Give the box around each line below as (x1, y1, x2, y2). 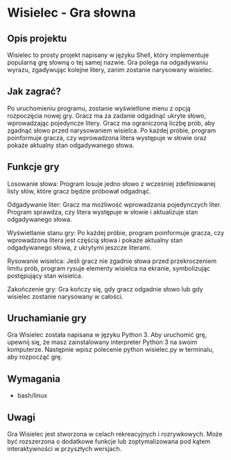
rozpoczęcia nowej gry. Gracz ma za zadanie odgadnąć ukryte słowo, (7, 111, 207, 119)
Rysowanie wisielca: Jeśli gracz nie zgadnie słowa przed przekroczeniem (7, 257, 217, 265)
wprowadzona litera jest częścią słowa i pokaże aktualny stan (7, 236, 183, 244)
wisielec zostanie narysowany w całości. (7, 292, 123, 300)
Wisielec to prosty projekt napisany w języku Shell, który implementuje (7, 51, 209, 59)
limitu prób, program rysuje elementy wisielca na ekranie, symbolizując (7, 264, 210, 272)
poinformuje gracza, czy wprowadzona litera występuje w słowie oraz (7, 133, 207, 142)
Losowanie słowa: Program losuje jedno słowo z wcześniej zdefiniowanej (7, 179, 216, 188)
